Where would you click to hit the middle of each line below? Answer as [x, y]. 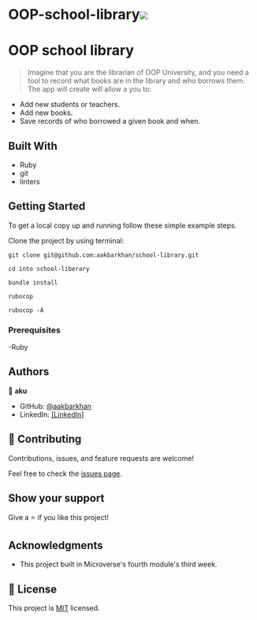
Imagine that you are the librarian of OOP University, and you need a [138, 72]
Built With [33, 146]
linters [30, 181]
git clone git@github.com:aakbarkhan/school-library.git [104, 255]
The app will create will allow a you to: [89, 89]
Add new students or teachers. [70, 105]
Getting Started [47, 206]
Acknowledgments [56, 545]
